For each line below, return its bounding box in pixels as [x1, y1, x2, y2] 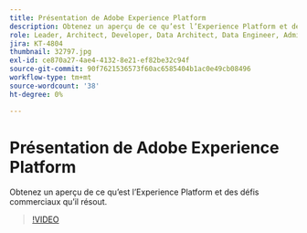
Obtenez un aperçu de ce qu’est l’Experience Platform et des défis [9, 186, 259, 197]
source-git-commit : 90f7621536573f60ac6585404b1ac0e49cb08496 [9, 65, 251, 74]
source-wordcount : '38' [9, 81, 101, 90]
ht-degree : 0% [9, 90, 64, 99]
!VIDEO [31, 214, 59, 225]
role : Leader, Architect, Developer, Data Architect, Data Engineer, [9, 30, 281, 39]
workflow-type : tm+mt [9, 73, 92, 82]
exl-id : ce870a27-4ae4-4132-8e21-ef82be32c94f [9, 56, 190, 65]
